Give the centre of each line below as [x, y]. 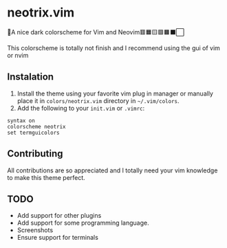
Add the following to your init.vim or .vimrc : [81, 108]
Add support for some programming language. [83, 223]
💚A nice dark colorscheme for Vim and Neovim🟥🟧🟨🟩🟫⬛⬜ [96, 32]
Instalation [30, 77]
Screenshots [35, 230]
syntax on [21, 121]
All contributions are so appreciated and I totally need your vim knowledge [112, 170]
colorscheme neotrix [37, 126]
